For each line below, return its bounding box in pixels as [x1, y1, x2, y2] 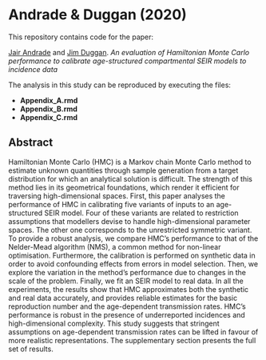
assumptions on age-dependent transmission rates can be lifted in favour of [8, 326, 259, 337]
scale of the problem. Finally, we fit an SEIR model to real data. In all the [8, 276, 244, 286]
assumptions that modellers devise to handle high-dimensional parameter [8, 216, 251, 226]
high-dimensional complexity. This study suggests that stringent [8, 318, 220, 328]
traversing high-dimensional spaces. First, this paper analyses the [8, 190, 226, 201]
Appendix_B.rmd [19, 104, 78, 114]
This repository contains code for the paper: [8, 32, 154, 42]
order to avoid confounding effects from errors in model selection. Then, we [8, 258, 258, 269]
